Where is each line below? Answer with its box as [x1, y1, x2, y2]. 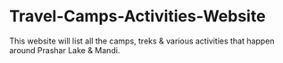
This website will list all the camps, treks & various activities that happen [9, 35, 275, 46]
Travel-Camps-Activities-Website [9, 6, 266, 27]
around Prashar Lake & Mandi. [9, 44, 121, 55]
